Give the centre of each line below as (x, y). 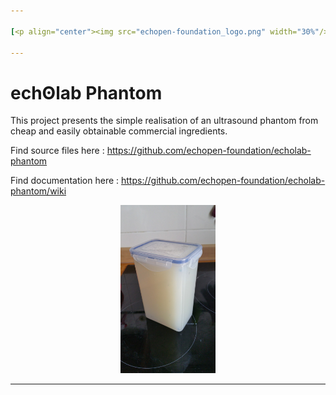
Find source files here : (57, 151)
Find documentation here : (65, 181)
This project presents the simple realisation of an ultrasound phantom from (164, 121)
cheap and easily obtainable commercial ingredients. (119, 131)
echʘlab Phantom (86, 92)
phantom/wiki (38, 191)
